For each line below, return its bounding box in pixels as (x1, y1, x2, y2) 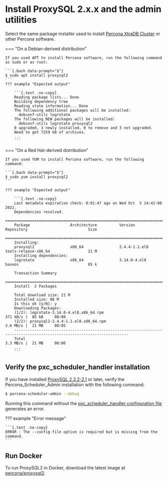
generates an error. (5, 405, 45, 411)
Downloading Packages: (14, 305, 61, 310)
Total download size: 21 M (14, 292, 70, 297)
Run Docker (5, 451, 42, 460)
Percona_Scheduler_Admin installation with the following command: (5, 381, 145, 387)
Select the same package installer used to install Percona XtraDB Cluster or (5, 30, 160, 36)
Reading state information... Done (14, 103, 88, 108)
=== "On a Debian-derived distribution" (5, 45, 87, 51)
